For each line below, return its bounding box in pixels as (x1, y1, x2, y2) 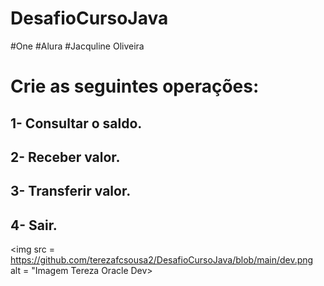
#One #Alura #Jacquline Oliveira (10, 40, 145, 52)
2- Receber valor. (10, 148, 121, 166)
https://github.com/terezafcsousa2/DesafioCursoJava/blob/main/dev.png (10, 254, 314, 266)
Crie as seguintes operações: (10, 75, 260, 98)
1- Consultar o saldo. (10, 115, 143, 132)
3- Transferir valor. (10, 183, 132, 200)
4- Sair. (10, 217, 58, 234)
